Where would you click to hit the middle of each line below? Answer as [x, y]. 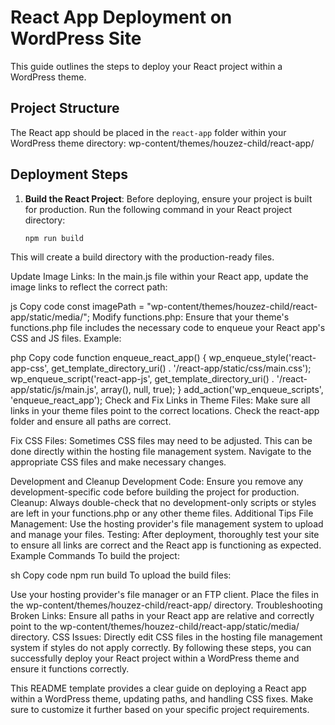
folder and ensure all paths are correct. [91, 422]
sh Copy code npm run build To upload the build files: [121, 575]
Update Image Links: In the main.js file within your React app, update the [159, 277]
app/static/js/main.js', [54, 390]
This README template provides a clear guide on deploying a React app [158, 688]
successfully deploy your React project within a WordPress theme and [155, 658]
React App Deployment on [121, 17]
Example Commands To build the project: [95, 556]
